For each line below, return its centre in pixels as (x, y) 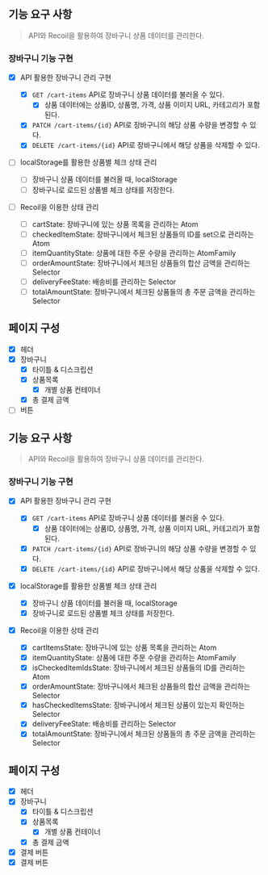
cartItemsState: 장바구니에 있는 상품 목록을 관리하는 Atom (124, 647)
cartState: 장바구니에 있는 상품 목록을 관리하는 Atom (115, 224)
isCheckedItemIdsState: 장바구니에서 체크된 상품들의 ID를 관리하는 (139, 668)
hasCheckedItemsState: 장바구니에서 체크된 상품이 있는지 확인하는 (138, 705)
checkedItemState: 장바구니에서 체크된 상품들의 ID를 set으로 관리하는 (143, 234)
